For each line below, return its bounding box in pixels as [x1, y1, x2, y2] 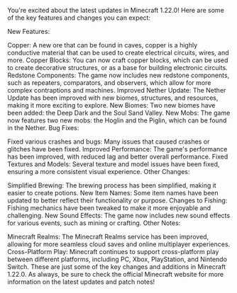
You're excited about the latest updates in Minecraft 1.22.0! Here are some [7, 6, 225, 14]
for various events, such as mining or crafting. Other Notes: [7, 219, 181, 227]
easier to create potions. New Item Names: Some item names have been [7, 189, 219, 197]
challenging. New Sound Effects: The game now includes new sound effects [7, 212, 231, 219]
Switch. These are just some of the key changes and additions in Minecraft [7, 263, 226, 271]
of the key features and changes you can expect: [7, 13, 151, 22]
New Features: [7, 28, 50, 35]
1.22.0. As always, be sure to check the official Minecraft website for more [7, 270, 224, 278]
